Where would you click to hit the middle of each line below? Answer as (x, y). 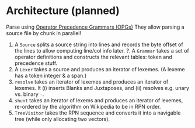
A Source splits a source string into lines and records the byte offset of (99, 44)
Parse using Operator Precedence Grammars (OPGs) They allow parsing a (95, 27)
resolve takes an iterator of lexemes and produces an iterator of (91, 82)
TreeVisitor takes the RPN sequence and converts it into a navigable (97, 113)
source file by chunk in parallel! (44, 33)
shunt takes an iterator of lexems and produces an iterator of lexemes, (99, 100)
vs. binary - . (29, 94)
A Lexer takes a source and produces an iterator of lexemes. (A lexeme (100, 69)
